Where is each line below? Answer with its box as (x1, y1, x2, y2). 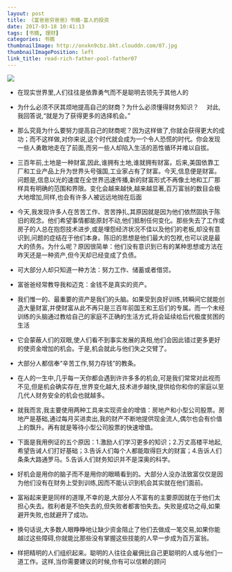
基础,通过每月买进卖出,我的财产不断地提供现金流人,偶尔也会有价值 (35, 414, 222, 422)
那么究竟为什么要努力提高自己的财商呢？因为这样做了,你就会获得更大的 (17, 126, 219, 134)
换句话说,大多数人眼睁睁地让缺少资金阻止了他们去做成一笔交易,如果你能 (17, 525, 221, 533)
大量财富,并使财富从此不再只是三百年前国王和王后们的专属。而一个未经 (23, 303, 225, 312)
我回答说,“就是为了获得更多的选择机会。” (17, 111, 131, 120)
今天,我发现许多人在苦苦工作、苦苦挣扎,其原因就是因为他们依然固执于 (17, 207, 215, 215)
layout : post (7, 10, 45, 17)
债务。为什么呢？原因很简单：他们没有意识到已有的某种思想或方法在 (29, 242, 223, 250)
